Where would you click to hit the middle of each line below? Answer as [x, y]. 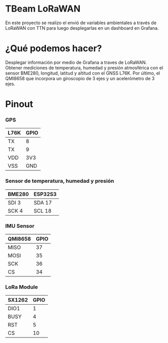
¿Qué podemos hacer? [54, 49]
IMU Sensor [20, 226]
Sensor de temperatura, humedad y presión [60, 181]
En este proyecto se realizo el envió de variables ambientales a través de [81, 23]
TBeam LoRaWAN [43, 9]
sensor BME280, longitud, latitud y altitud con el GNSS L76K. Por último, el [83, 73]
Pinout [19, 104]
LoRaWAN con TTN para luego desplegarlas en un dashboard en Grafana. [82, 28]
